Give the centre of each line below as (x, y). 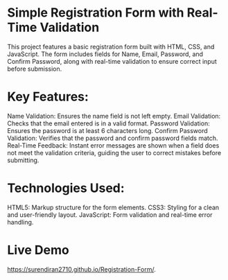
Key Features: (48, 97)
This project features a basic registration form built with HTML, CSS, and (111, 46)
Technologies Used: (66, 188)
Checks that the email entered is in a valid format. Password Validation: (108, 123)
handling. (20, 222)
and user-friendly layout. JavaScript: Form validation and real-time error (110, 215)
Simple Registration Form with (96, 13)
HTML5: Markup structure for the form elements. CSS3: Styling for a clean (113, 207)
